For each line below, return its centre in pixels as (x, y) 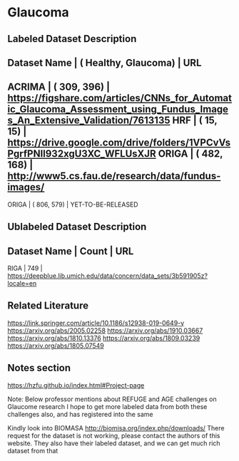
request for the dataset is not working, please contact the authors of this (114, 435)
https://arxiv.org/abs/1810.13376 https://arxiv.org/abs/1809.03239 (104, 338)
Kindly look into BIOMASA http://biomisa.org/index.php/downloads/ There (116, 428)
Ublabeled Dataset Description (77, 227)
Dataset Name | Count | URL (71, 251)
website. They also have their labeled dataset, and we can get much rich (114, 443)
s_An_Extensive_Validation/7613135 (89, 121)
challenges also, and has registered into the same (80, 414)
